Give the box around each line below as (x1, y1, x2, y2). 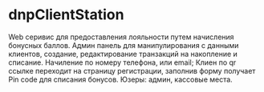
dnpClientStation (8, 6, 124, 24)
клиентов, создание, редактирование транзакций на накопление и (8, 49, 238, 58)
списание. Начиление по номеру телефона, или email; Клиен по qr (8, 58, 237, 67)
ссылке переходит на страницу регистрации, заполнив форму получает (8, 66, 256, 75)
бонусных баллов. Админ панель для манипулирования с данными (8, 40, 239, 50)
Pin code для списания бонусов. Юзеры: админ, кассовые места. (8, 74, 233, 84)
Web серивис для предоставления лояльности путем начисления (8, 32, 234, 42)
